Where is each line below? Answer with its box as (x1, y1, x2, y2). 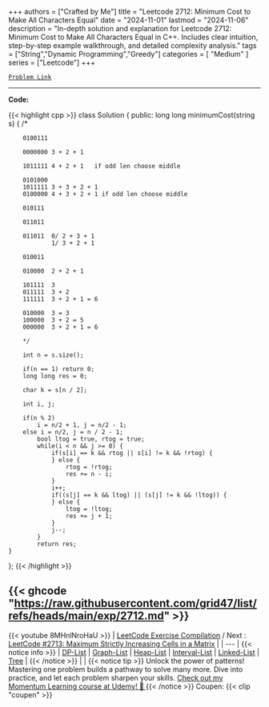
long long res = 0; (22, 372, 88, 380)
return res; (37, 540, 78, 548)
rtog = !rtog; (65, 463, 113, 471)
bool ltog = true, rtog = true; (37, 435, 146, 443)
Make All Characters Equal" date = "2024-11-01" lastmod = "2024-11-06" (8, 15, 249, 25)
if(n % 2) (22, 414, 56, 422)
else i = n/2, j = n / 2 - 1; (22, 428, 124, 436)
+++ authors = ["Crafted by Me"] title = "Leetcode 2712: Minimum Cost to (8, 7, 251, 16)
